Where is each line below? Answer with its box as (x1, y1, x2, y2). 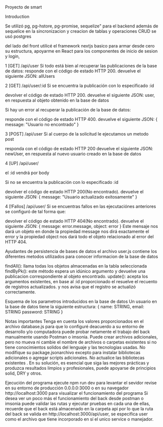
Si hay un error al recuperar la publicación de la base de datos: (5, 107, 131, 112)
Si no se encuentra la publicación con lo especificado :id (5, 180, 119, 185)
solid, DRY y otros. (5, 370, 42, 376)
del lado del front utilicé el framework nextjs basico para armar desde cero (5, 43, 155, 48)
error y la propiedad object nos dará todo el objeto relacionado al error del (5, 234, 154, 239)
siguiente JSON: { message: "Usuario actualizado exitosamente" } (5, 194, 137, 200)
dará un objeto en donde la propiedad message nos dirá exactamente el (5, 228, 149, 234)
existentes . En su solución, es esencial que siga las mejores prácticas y (5, 360, 149, 366)
